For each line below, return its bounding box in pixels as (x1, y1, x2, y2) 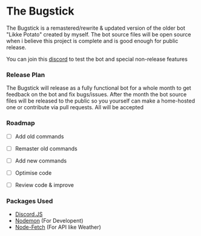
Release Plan (6, 70, 45, 79)
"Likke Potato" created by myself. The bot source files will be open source (6, 30, 191, 38)
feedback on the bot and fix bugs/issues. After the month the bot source (6, 91, 187, 98)
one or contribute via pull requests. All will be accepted (6, 104, 144, 111)
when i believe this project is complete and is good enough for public (6, 37, 179, 44)
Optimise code (15, 169, 52, 177)
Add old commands (15, 132, 64, 140)
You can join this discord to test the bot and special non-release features (6, 55, 188, 62)
